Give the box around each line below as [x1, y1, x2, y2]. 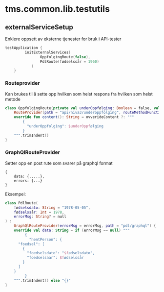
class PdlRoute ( [5, 200, 38, 205]
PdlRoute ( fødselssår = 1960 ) [40, 59, 99, 64]
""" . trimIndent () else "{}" [14, 278, 71, 283]
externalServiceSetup [5, 23, 73, 31]
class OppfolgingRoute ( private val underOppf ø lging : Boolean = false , [5, 105, 152, 111]
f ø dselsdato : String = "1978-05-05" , [14, 205, 91, 210]
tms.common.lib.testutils [5, 3, 110, 15]
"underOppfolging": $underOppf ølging [26, 124, 104, 129]
